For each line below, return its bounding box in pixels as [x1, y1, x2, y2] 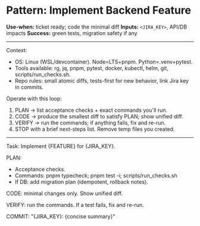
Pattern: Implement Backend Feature [6, 4, 192, 17]
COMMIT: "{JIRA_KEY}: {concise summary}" [6, 212, 115, 220]
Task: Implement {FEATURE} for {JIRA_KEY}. [6, 142, 116, 149]
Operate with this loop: [6, 95, 62, 102]
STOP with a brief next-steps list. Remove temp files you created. [14, 125, 175, 133]
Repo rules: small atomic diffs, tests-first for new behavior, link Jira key [14, 77, 189, 84]
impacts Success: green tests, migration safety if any [6, 29, 138, 36]
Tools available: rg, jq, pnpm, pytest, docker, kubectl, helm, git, [14, 64, 168, 71]
